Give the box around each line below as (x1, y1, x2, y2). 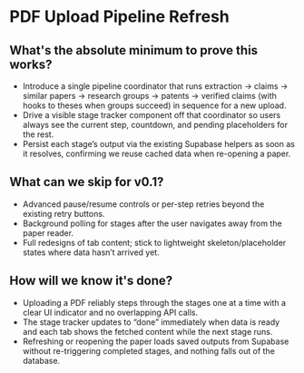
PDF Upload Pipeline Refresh (9, 6, 230, 27)
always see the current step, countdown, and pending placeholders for (22, 120, 289, 130)
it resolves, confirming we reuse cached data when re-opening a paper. (22, 148, 291, 159)
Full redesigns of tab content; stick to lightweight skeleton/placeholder (22, 237, 287, 248)
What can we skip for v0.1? (9, 174, 164, 190)
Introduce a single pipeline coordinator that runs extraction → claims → (22, 81, 289, 92)
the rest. (22, 129, 54, 140)
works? (9, 56, 53, 72)
